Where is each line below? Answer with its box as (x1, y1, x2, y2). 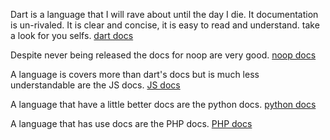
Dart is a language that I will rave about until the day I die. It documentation (10, 9, 319, 20)
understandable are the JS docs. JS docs (10, 79, 181, 91)
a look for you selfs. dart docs (10, 30, 134, 41)
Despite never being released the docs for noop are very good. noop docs (10, 49, 317, 61)
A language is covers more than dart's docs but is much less (10, 69, 260, 80)
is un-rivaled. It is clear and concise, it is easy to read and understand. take (10, 19, 320, 31)
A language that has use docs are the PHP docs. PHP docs (10, 118, 253, 129)
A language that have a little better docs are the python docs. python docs (10, 99, 317, 110)
